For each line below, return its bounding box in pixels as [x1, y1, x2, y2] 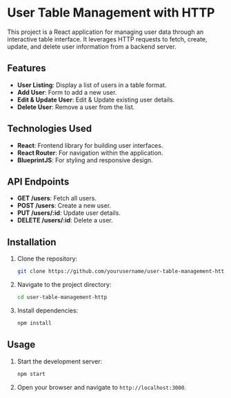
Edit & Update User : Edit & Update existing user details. [17, 95, 175, 104]
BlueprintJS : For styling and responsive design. [17, 155, 153, 164]
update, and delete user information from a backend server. [7, 42, 177, 50]
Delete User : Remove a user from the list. [17, 102, 135, 111]
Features [7, 62, 46, 74]
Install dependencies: [17, 306, 79, 314]
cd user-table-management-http [17, 294, 108, 301]
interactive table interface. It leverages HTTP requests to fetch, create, [7, 35, 208, 43]
